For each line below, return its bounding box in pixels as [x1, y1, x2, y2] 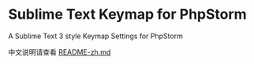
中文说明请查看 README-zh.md [8, 47, 111, 56]
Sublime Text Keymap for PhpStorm [8, 5, 247, 23]
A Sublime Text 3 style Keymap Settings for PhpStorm [8, 31, 183, 41]
